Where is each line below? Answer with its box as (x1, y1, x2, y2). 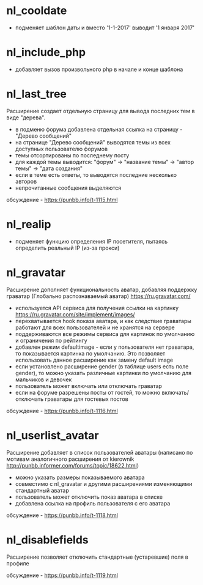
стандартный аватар (15, 486, 69, 494)
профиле (6, 559, 29, 567)
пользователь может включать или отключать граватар (15, 382, 162, 389)
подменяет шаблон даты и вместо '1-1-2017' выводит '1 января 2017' (15, 24, 194, 31)
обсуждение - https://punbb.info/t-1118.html (6, 512, 118, 519)
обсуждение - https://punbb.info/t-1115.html (6, 196, 118, 203)
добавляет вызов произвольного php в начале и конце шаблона (15, 65, 183, 73)
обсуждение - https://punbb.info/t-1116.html (6, 407, 118, 414)
